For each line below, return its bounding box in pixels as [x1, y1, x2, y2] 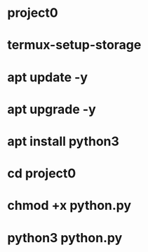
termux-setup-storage [7, 37, 142, 53]
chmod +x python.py [7, 198, 132, 213]
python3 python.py [7, 230, 123, 246]
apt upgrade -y [7, 101, 96, 117]
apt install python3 [7, 133, 119, 149]
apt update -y [7, 69, 88, 85]
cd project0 [7, 166, 76, 182]
